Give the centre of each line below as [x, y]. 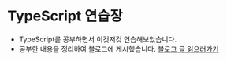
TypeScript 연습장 [65, 16]
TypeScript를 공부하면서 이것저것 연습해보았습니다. [98, 39]
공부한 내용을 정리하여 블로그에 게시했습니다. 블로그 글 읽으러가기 [119, 48]
